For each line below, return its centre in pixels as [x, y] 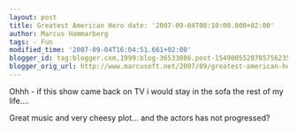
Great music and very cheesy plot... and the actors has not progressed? [140, 117]
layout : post [33, 17]
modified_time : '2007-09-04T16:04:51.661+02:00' [100, 50]
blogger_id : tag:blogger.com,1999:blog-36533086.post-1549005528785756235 [150, 58]
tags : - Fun [31, 42]
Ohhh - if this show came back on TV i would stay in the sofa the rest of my [147, 91]
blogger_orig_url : [43, 67]
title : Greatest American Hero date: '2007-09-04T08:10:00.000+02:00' [142, 26]
